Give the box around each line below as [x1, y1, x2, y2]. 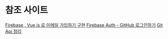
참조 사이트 [5, 4, 48, 16]
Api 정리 [5, 28, 22, 34]
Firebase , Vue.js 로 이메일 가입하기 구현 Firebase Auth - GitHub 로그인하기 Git [5, 22, 163, 28]
